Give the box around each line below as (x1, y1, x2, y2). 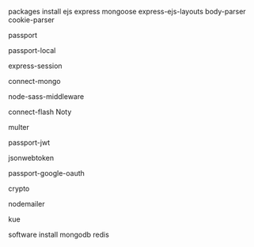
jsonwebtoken (8, 154, 55, 162)
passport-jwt (8, 138, 50, 147)
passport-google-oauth (8, 169, 85, 177)
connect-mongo (8, 77, 61, 85)
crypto (8, 184, 30, 193)
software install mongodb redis (8, 230, 109, 239)
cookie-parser (8, 15, 55, 25)
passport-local (8, 46, 56, 55)
